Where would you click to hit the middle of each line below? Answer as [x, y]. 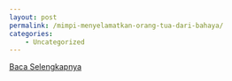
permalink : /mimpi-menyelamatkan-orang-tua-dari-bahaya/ [116, 26]
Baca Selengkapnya [46, 67]
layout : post [33, 17]
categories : [31, 33]
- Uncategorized [55, 42]
